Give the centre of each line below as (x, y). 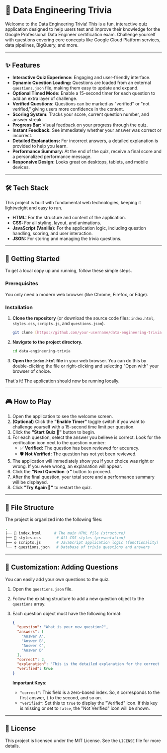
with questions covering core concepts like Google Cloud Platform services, (83, 40)
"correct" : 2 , (32, 660)
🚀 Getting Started (33, 259)
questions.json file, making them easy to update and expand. (75, 88)
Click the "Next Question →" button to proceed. (62, 471)
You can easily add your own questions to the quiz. (57, 579)
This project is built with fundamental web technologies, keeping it (73, 202)
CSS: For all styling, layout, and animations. (57, 223)
